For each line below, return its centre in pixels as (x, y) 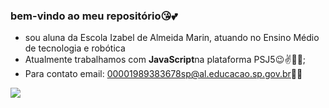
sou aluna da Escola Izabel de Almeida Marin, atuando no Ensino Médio (172, 38)
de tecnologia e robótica (75, 48)
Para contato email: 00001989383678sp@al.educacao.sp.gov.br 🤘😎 (163, 74)
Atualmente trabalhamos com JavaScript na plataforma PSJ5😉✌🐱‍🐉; (165, 60)
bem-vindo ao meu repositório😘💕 (94, 16)
